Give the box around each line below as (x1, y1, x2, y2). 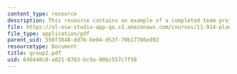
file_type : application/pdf (7, 30, 90, 37)
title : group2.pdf (7, 50, 61, 57)
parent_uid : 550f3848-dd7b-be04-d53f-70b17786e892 (7, 37, 159, 44)
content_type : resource (7, 10, 78, 18)
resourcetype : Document (7, 43, 78, 50)
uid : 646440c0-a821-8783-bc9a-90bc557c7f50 (7, 56, 138, 63)
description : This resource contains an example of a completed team (7, 17, 217, 24)
